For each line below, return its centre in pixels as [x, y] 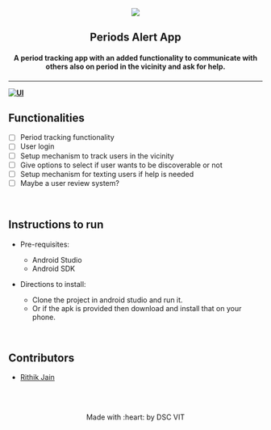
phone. [44, 317]
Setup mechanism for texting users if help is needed [107, 174]
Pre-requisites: [45, 244]
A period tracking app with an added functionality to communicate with [135, 57]
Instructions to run [56, 225]
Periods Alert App [135, 38]
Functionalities [46, 118]
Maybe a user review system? [69, 183]
